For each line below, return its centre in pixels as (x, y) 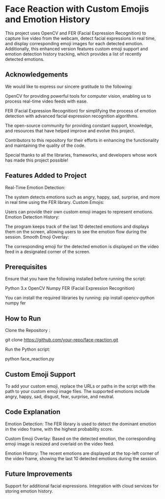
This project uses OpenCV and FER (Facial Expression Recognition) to (76, 33)
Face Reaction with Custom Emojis (77, 9)
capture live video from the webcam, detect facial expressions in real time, (81, 38)
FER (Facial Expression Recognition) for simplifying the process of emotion (81, 111)
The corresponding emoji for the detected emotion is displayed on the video (82, 246)
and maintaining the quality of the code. (45, 145)
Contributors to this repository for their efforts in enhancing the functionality (82, 140)
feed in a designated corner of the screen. (48, 251)
